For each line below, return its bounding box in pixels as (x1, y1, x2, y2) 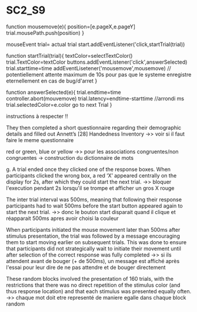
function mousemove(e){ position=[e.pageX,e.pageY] (6, 23, 136, 30)
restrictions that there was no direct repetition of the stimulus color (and (6, 281, 181, 288)
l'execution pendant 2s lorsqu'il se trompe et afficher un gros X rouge (6, 184, 175, 192)
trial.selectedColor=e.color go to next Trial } (6, 101, 112, 108)
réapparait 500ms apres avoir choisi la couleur (6, 215, 119, 222)
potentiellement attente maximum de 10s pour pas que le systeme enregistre (6, 71, 192, 78)
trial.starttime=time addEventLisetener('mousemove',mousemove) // (6, 64, 172, 71)
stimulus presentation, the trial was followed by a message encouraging (6, 232, 181, 239)
